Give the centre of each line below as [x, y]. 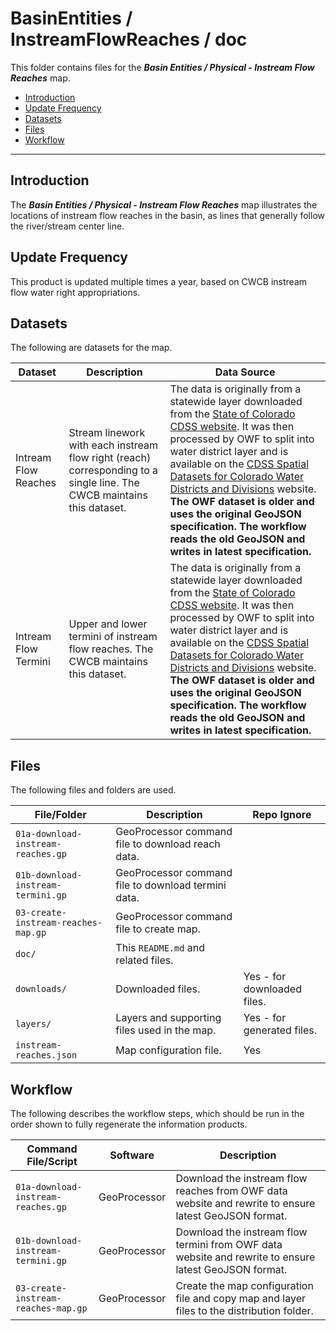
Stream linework [107, 433]
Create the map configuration [244, 1285]
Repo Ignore [282, 815]
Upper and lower [108, 624]
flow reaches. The [111, 649]
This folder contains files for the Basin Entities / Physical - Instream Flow [162, 67]
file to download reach [168, 844]
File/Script [52, 1161]
